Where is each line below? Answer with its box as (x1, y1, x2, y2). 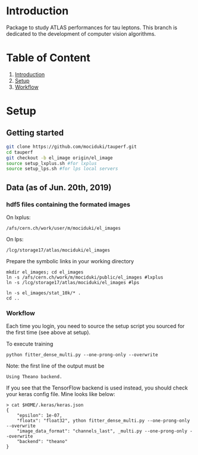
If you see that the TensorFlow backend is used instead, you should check (6, 384, 188, 391)
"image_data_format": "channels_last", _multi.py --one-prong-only (17, 428, 187, 434)
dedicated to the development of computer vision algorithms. (6, 30, 156, 37)
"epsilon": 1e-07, (17, 413, 62, 419)
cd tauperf (6, 149, 33, 155)
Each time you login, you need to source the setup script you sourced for (6, 323, 185, 330)
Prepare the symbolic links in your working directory (6, 257, 134, 264)
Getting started (6, 128, 64, 138)
